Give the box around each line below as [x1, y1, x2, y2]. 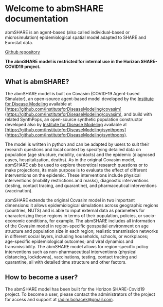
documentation [5, 13, 69, 24]
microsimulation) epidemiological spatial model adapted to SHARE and [5, 34, 146, 40]
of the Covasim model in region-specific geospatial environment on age [5, 223, 149, 229]
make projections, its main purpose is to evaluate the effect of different [5, 167, 147, 173]
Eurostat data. [5, 39, 33, 45]
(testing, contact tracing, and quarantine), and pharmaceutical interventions [5, 183, 157, 188]
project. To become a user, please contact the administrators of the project [5, 291, 156, 297]
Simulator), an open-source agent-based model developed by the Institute [5, 96, 154, 102]
